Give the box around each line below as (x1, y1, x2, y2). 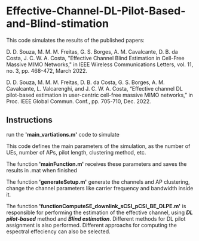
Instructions (6, 115, 53, 125)
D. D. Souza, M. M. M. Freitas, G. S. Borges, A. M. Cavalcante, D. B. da (6, 48, 178, 55)
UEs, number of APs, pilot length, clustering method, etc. (6, 149, 146, 156)
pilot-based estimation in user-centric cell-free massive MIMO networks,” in (6, 91, 193, 98)
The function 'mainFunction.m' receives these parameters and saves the (6, 160, 187, 168)
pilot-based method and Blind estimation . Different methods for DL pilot (6, 215, 186, 222)
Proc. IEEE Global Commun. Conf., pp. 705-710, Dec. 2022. (6, 97, 151, 105)
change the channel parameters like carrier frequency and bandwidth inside (6, 184, 194, 191)
